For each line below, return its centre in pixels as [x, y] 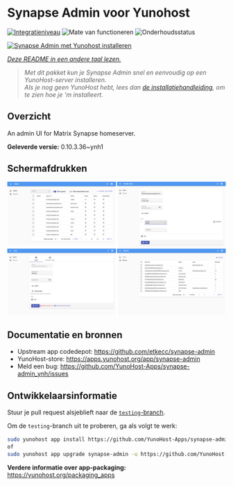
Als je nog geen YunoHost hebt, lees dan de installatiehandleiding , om [124, 87]
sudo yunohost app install [46, 439]
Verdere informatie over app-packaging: [67, 467]
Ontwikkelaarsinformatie [62, 395]
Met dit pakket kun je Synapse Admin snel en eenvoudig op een [115, 72]
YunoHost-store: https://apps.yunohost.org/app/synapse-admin [109, 359]
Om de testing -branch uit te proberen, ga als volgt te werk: [92, 426]
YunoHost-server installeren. [65, 80]
